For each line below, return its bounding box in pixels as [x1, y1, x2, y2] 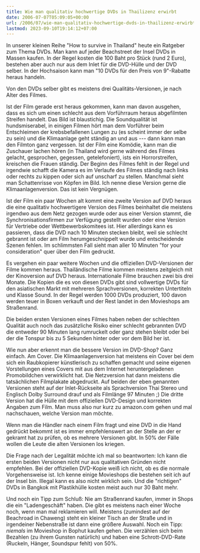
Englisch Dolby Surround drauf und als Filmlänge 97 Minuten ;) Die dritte [6, 391, 184, 398]
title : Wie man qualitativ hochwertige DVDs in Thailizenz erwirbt [6, 8, 177, 15]
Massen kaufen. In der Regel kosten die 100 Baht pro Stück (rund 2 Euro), [6, 54, 186, 62]
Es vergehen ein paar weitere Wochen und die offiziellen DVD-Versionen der [6, 259, 193, 267]
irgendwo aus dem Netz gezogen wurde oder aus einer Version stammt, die [6, 210, 192, 217]
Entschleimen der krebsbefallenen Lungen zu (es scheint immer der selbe [6, 129, 187, 136]
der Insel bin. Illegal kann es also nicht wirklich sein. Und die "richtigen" [6, 478, 182, 485]
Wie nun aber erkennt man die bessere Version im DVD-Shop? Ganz [6, 346, 174, 353]
